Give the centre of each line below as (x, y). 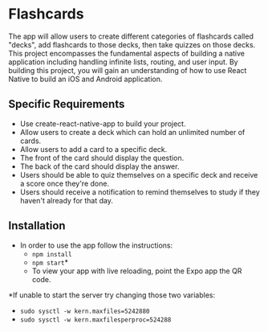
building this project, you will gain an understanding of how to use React (128, 70)
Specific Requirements (67, 104)
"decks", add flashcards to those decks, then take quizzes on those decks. (132, 44)
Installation (37, 226)
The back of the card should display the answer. (99, 166)
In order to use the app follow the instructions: (96, 245)
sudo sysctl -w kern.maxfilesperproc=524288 (95, 320)
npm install (52, 254)
